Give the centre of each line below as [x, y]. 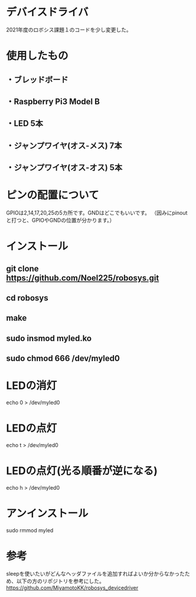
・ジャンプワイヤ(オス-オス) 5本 [64, 167]
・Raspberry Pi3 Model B [53, 101]
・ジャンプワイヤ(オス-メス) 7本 [64, 146]
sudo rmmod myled [30, 530]
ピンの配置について [53, 195]
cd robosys [27, 298]
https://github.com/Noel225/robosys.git [83, 278]
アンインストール [47, 514]
